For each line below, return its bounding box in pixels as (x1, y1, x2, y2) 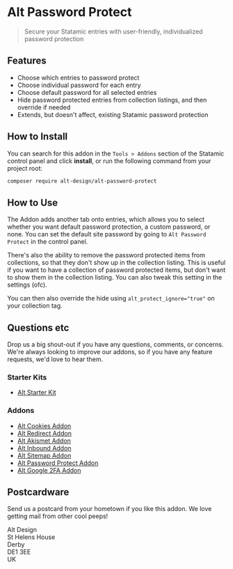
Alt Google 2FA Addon (17, 466, 81, 474)
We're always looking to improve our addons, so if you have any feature (7, 348, 213, 356)
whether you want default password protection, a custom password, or (7, 222, 211, 231)
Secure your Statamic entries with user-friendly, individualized (24, 27, 203, 36)
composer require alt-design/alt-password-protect (7, 177, 157, 185)
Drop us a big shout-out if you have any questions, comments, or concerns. (7, 340, 224, 349)
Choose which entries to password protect (17, 73, 140, 82)
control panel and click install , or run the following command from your (7, 156, 211, 165)
